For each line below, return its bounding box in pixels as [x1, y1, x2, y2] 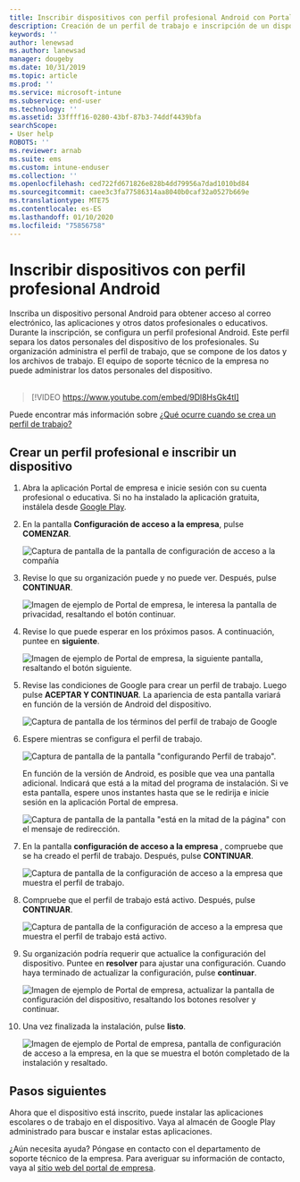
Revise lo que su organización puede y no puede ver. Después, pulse [21, 573, 277, 583]
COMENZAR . [21, 529, 71, 540]
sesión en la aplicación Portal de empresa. [21, 797, 179, 808]
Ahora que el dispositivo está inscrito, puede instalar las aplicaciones [9, 1107, 263, 1118]
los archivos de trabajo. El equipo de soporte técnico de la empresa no [9, 355, 270, 367]
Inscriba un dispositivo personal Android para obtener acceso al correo [9, 308, 271, 319]
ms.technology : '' [9, 105, 78, 114]
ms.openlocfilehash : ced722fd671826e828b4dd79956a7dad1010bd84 [9, 180, 250, 189]
